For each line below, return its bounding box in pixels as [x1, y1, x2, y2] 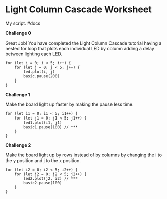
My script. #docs [5, 20, 41, 26]
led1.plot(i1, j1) [23, 120, 62, 125]
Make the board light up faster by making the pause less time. [5, 101, 134, 107]
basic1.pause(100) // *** [23, 124, 78, 130]
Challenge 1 [5, 91, 30, 97]
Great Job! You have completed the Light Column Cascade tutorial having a [5, 39, 162, 46]
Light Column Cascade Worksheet [5, 4, 152, 15]
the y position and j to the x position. [5, 157, 81, 163]
